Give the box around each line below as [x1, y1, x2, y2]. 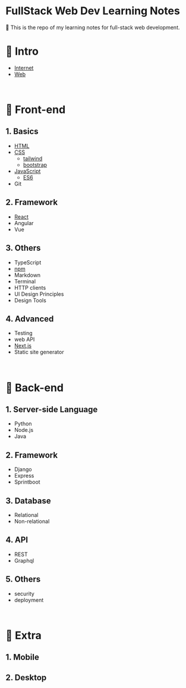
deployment [14, 596, 44, 604]
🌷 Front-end [5, 103, 66, 116]
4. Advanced [5, 314, 54, 324]
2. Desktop [5, 673, 47, 683]
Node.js [14, 427, 34, 434]
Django [14, 466, 32, 473]
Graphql [14, 557, 34, 564]
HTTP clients [14, 284, 46, 291]
